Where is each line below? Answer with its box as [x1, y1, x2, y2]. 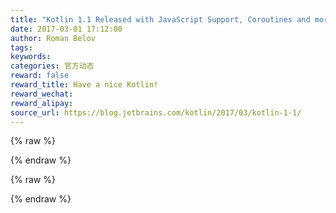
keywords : [10, 52, 52, 62]
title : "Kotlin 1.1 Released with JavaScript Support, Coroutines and [10, 14, 311, 25]
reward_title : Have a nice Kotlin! [10, 80, 159, 90]
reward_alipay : [10, 98, 74, 108]
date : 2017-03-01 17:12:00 [10, 24, 123, 34]
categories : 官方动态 [10, 61, 95, 71]
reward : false [10, 71, 70, 81]
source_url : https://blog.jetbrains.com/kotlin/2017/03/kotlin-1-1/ [10, 107, 302, 118]
